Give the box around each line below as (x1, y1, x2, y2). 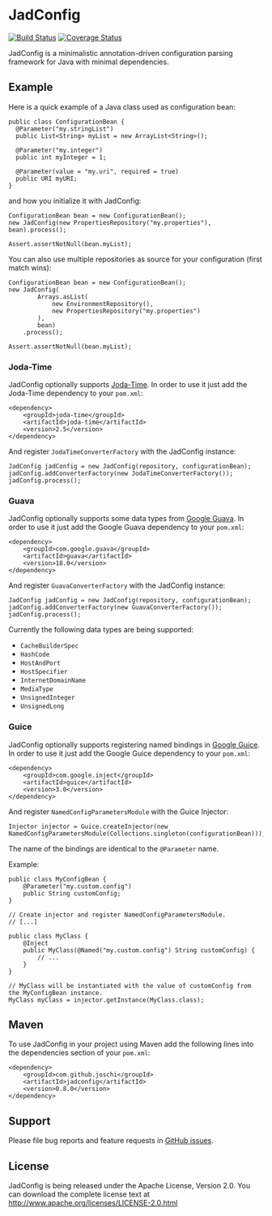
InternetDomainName (19, 676, 87, 685)
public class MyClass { (8, 932, 89, 940)
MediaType (19, 685, 54, 693)
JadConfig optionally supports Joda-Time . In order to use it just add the (8, 380, 248, 390)
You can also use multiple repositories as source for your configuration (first (8, 254, 263, 264)
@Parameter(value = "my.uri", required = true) (15, 167, 180, 175)
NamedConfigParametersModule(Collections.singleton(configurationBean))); (8, 830, 266, 838)
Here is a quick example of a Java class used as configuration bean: (8, 101, 236, 111)
